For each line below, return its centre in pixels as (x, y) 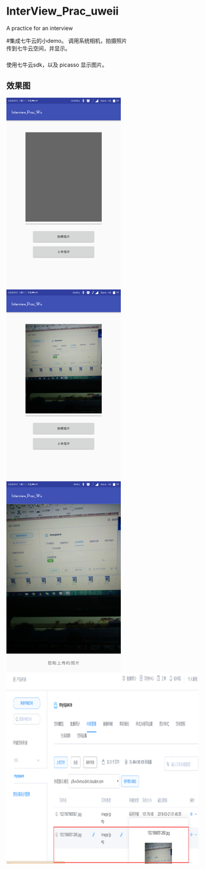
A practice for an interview (40, 28)
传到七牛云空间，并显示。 (38, 48)
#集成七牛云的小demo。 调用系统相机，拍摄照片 (67, 40)
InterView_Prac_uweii (63, 11)
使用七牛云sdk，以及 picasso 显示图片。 (57, 65)
